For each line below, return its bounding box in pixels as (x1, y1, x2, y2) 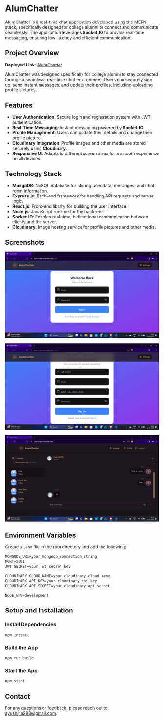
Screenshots (5, 238, 45, 247)
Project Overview (5, 49, 59, 57)
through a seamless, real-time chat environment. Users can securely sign (5, 76, 153, 82)
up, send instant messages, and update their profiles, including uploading (5, 82, 153, 87)
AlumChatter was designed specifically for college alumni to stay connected (5, 71, 159, 77)
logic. (12, 198, 23, 204)
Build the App (5, 644, 38, 651)
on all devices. (12, 155, 41, 161)
